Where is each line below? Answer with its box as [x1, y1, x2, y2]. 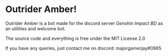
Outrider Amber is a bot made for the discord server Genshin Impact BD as [5, 20, 163, 26]
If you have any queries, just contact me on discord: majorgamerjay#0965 [5, 45, 161, 51]
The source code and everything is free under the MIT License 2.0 [5, 35, 145, 41]
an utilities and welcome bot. [5, 25, 66, 31]
